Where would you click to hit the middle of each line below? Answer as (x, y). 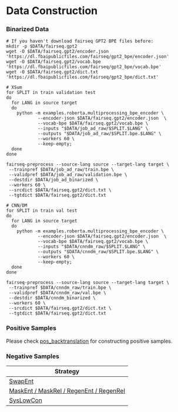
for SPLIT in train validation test (51, 93)
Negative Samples (33, 356)
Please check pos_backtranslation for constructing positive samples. (89, 341)
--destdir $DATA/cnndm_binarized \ (52, 298)
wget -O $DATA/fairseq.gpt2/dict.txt (52, 72)
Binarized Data (27, 29)
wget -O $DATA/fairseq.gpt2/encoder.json (58, 52)
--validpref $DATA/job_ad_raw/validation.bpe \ (68, 175)
